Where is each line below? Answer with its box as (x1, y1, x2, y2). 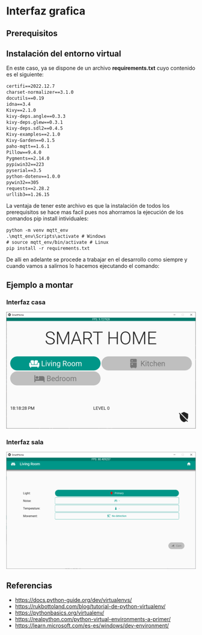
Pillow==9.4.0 (6, 149, 42, 156)
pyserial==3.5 (6, 167, 42, 174)
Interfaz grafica (6, 4, 86, 18)
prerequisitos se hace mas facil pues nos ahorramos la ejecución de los (6, 209, 184, 216)
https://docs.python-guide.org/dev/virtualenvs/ (14, 596, 132, 604)
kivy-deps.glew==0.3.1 (6, 119, 63, 126)
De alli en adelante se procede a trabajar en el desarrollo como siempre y (6, 256, 188, 263)
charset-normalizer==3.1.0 (6, 89, 74, 96)
